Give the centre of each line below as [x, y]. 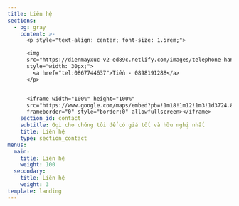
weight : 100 [38, 165]
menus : [17, 145]
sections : [22, 21]
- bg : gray [30, 27]
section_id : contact [51, 119]
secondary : [30, 171]
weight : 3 [35, 185]
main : [22, 151]
